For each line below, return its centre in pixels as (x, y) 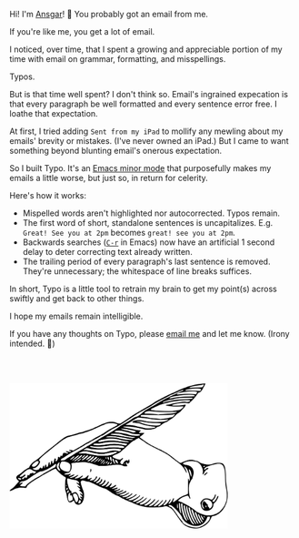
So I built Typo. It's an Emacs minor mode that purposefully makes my (140, 168)
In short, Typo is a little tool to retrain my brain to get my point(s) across (143, 289)
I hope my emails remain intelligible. (76, 316)
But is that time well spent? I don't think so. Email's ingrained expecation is (149, 94)
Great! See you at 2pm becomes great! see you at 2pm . (129, 233)
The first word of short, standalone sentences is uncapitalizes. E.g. (148, 223)
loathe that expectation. (54, 113)
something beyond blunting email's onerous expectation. (116, 151)
